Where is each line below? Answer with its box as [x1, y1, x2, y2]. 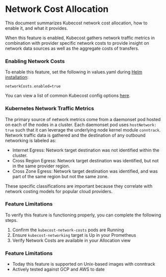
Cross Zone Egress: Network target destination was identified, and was [12, 168, 158, 174]
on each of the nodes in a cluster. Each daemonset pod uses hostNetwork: [5, 122, 157, 128]
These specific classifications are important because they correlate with [5, 183, 153, 189]
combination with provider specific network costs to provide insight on [5, 40, 150, 46]
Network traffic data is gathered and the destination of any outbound [5, 132, 146, 138]
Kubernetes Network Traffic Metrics [5, 105, 94, 112]
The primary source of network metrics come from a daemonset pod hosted [5, 116, 161, 122]
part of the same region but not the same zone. [12, 173, 109, 179]
